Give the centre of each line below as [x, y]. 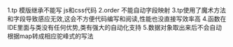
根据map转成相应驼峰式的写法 [50, 36]
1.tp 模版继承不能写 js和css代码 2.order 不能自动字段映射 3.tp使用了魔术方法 [116, 10]
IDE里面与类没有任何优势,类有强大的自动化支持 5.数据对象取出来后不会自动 [115, 27]
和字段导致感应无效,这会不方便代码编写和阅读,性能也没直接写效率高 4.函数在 [117, 19]
